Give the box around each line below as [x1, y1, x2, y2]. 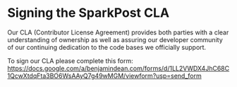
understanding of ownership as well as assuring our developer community [7, 35, 224, 43]
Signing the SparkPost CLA [7, 5, 170, 21]
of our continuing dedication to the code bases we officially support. [7, 43, 207, 51]
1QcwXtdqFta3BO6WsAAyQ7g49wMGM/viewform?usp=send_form [7, 72, 202, 80]
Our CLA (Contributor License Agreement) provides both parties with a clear [7, 28, 229, 36]
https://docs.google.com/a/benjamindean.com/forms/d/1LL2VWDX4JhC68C [7, 64, 230, 72]
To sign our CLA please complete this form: [7, 56, 133, 65]
